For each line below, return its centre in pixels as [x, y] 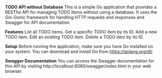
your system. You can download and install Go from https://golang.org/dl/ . [79, 51]
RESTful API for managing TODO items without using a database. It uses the [81, 12]
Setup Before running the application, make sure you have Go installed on [79, 46]
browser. [14, 71]
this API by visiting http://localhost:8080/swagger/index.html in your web [78, 66]
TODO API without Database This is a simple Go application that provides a [81, 7]
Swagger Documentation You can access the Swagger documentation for [80, 61]
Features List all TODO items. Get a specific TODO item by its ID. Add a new [81, 32]
